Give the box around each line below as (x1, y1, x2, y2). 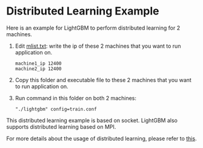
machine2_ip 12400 (15, 65, 62, 72)
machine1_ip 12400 (15, 60, 62, 66)
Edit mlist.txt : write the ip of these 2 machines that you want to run (15, 42, 181, 50)
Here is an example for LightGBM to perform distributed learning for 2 (6, 24, 181, 31)
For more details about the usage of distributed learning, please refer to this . (6, 135, 197, 142)
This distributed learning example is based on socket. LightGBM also (6, 117, 178, 124)
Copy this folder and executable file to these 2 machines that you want (15, 76, 192, 83)
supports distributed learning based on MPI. (6, 123, 116, 130)
